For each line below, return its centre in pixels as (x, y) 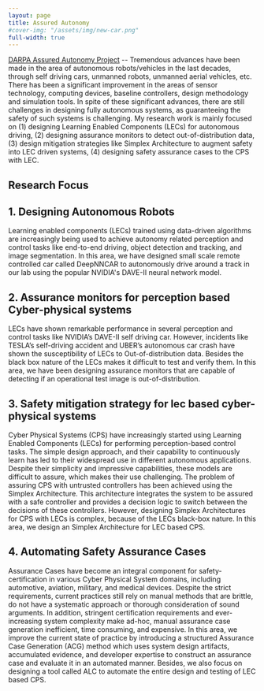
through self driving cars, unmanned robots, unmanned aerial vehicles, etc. (130, 76)
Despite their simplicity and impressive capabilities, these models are (120, 469)
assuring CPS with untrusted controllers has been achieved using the (120, 485)
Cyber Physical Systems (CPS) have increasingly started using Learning (125, 435)
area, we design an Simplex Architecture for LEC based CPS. (107, 527)
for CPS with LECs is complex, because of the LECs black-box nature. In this (132, 519)
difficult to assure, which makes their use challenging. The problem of (121, 477)
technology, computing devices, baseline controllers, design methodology (128, 93)
